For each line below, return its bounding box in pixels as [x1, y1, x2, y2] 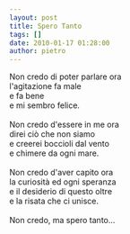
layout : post [9, 13, 58, 22]
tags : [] [9, 30, 42, 39]
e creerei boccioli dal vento [9, 139, 110, 149]
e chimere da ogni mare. [9, 148, 100, 158]
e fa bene [9, 91, 45, 102]
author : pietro [9, 47, 66, 56]
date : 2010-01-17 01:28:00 [9, 38, 110, 48]
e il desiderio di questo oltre [9, 186, 113, 197]
